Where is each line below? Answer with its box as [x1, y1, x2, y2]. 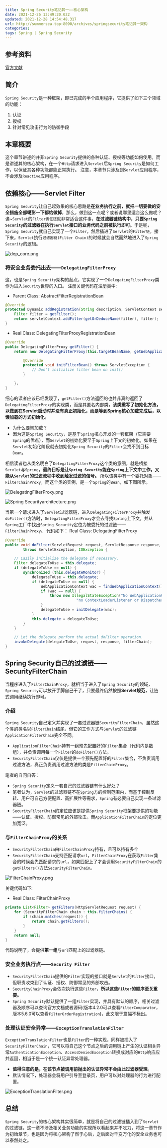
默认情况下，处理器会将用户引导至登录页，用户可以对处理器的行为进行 [12, 1073, 157, 1079]
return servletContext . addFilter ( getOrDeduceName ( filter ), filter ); [14, 316, 159, 321]
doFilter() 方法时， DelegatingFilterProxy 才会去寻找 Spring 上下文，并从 [5, 515, 153, 521]
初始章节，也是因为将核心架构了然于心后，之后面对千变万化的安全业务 [9, 1131, 153, 1137]
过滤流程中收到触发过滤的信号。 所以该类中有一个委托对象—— [34, 473, 162, 479]
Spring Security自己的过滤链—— [5, 659, 107, 668]
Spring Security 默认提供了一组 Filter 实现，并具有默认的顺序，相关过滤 [12, 998, 160, 1004]
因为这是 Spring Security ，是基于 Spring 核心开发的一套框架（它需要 [12, 431, 151, 437]
